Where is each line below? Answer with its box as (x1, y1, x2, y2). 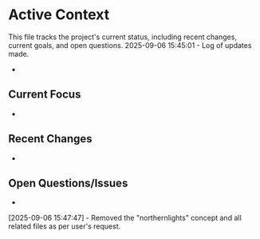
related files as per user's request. (8, 221, 121, 231)
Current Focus (8, 88, 81, 102)
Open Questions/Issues (8, 176, 128, 189)
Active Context (8, 6, 110, 24)
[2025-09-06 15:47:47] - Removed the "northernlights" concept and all (8, 213, 242, 223)
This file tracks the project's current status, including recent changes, (8, 32, 238, 42)
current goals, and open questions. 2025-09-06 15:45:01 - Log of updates (8, 40, 252, 50)
